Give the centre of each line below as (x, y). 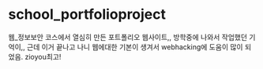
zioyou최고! (43, 56)
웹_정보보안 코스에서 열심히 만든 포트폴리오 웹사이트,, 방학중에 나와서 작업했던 (128, 37)
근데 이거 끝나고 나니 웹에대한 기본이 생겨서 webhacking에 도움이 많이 (135, 47)
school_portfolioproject (87, 15)
